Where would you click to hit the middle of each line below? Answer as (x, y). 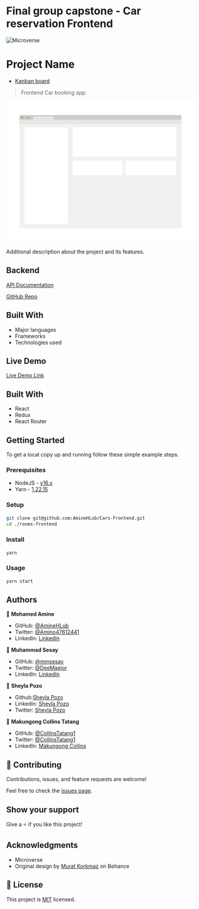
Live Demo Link (25, 375)
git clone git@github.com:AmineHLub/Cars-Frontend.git (76, 518)
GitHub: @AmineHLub (42, 626)
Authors (22, 600)
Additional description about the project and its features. (75, 252)
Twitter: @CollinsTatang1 (45, 740)
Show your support (43, 809)
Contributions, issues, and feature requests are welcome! (77, 779)
